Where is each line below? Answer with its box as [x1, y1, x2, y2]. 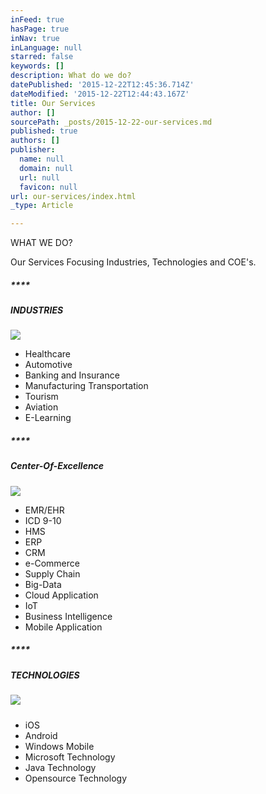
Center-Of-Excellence [10, 460, 105, 472]
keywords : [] [10, 61, 65, 71]
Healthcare [24, 348, 72, 360]
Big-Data [24, 578, 62, 590]
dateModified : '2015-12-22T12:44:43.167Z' [10, 89, 190, 99]
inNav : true [10, 33, 60, 43]
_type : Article [10, 201, 74, 211]
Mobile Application [24, 621, 103, 633]
